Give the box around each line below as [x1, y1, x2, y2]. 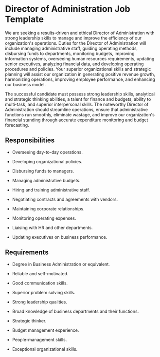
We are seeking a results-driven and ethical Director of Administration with [5, 30, 155, 36]
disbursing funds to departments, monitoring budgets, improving [5, 50, 135, 56]
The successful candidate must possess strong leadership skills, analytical [5, 91, 155, 97]
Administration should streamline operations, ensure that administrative [5, 106, 148, 113]
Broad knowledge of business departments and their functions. [12, 308, 139, 314]
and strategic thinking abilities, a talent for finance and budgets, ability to [5, 96, 151, 102]
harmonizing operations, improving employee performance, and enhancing [5, 76, 156, 82]
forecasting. [5, 122, 29, 128]
